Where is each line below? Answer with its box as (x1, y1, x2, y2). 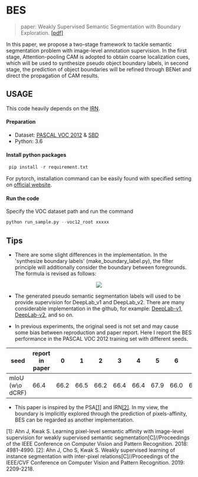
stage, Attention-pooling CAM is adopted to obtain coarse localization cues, (6, 53, 190, 60)
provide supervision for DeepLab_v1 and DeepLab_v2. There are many (14, 298, 184, 305)
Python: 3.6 (14, 137, 43, 144)
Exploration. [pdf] (20, 29, 64, 36)
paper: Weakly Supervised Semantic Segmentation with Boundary (20, 23, 181, 30)
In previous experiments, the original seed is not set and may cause (14, 323, 179, 330)
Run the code (6, 195, 39, 202)
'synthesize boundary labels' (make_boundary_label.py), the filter (14, 257, 174, 264)
